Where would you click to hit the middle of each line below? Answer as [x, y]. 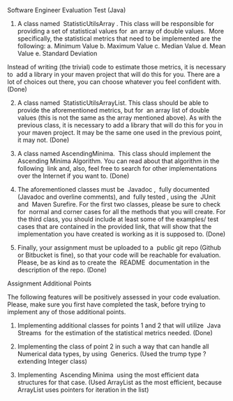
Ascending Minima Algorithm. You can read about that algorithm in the [118, 161]
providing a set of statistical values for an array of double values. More [121, 31]
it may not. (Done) [43, 140]
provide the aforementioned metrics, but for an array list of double [113, 110]
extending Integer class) [52, 361]
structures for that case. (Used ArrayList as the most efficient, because [119, 382]
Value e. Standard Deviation [57, 53]
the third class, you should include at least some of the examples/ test [118, 219]
